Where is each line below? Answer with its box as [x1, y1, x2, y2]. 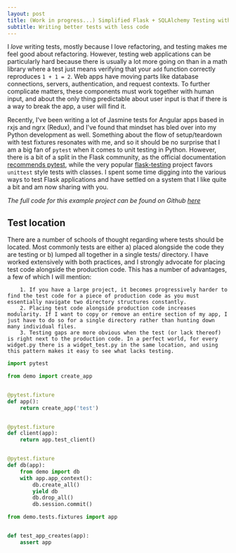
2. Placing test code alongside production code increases [20, 305, 197, 312]
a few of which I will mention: [7, 273, 92, 281]
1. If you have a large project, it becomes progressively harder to [20, 286, 228, 293]
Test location [7, 217, 65, 229]
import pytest [7, 360, 49, 367]
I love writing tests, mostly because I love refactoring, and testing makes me [7, 43, 228, 51]
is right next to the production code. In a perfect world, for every [7, 335, 218, 342]
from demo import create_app [7, 373, 93, 380]
